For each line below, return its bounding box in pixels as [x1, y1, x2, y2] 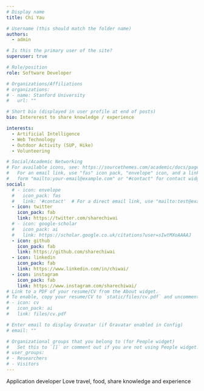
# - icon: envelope [12, 187, 61, 193]
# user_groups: [6, 350, 45, 356]
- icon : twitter [12, 204, 53, 210]
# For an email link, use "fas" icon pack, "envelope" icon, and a [6, 170, 186, 176]
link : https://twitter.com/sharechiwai [17, 215, 118, 221]
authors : [6, 31, 29, 37]
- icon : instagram [12, 271, 59, 278]
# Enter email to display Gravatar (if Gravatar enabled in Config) [6, 322, 183, 328]
